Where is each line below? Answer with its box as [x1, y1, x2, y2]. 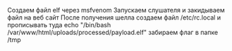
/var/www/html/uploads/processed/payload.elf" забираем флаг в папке [7, 28, 219, 36]
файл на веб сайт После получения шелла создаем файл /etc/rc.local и [7, 13, 221, 22]
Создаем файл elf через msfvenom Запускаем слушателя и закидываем [7, 6, 225, 14]
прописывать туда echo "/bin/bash [7, 21, 111, 29]
